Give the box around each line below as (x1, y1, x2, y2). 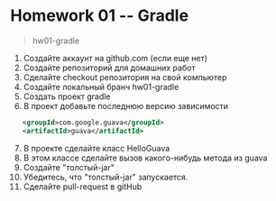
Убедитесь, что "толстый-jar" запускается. (23, 171, 189, 182)
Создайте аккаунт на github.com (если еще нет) (23, 52, 208, 63)
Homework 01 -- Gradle (10, 5, 189, 26)
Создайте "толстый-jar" (23, 161, 115, 172)
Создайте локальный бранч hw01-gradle (23, 81, 179, 92)
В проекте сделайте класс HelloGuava (23, 142, 170, 153)
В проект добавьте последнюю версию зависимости (23, 100, 229, 111)
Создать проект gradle (23, 91, 111, 102)
